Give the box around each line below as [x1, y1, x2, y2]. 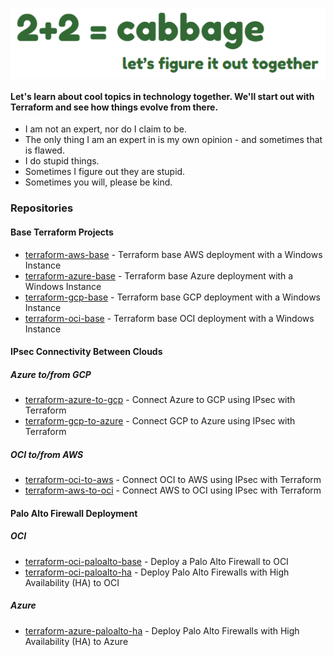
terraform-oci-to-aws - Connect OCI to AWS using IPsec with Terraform [24, 474, 322, 486]
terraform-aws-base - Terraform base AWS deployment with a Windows [24, 248, 323, 260]
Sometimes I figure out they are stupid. [24, 166, 186, 178]
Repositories [10, 201, 74, 215]
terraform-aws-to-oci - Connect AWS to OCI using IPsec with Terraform [24, 484, 322, 497]
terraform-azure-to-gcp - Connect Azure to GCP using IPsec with [24, 394, 296, 406]
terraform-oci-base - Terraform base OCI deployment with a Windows [24, 312, 315, 324]
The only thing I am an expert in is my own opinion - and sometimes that [24, 134, 323, 146]
